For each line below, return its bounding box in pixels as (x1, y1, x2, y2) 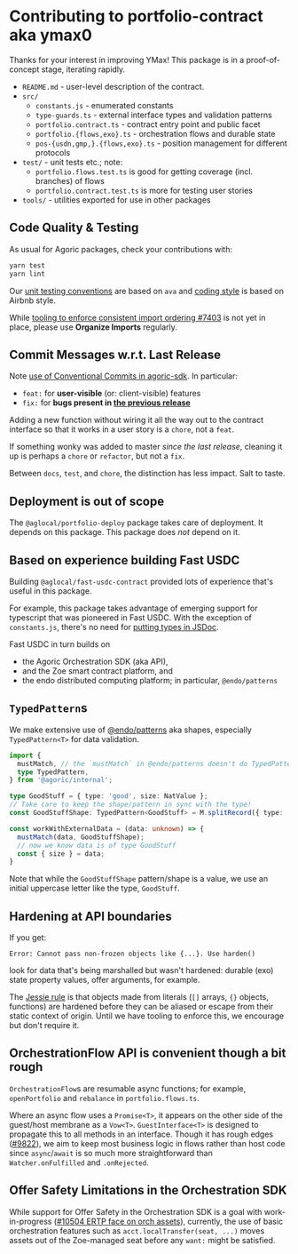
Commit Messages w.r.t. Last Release (9, 347, 222, 362)
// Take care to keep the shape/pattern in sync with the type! (9, 800, 252, 810)
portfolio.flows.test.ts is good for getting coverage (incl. (35, 166, 254, 177)
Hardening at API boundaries (9, 908, 173, 923)
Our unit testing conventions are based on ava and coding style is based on (9, 285, 285, 296)
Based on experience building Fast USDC (9, 553, 240, 568)
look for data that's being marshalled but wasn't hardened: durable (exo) (9, 965, 274, 976)
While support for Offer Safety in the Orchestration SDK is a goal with (9, 1206, 263, 1217)
